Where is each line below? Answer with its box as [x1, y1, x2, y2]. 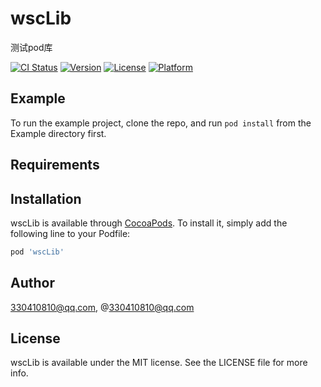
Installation [10, 190, 82, 207]
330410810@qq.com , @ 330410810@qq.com [10, 301, 195, 313]
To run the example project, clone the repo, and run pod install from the [10, 117, 312, 129]
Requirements [10, 157, 100, 174]
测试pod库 [10, 41, 53, 53]
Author [10, 275, 55, 292]
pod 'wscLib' [10, 247, 65, 257]
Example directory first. [10, 127, 107, 139]
